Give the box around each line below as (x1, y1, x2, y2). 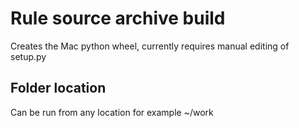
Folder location (10, 80, 107, 97)
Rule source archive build (10, 7, 226, 30)
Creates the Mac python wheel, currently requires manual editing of (10, 40, 290, 52)
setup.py (10, 50, 47, 62)
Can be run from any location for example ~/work (10, 106, 214, 118)
